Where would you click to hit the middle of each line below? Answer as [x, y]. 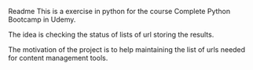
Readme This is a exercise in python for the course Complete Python [119, 11]
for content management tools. [58, 58]
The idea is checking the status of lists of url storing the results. [111, 35]
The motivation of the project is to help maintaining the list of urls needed [127, 49]
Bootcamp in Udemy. [42, 19]
